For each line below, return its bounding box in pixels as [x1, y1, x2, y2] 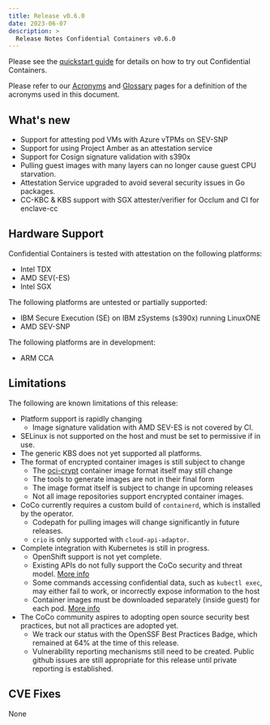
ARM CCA [19, 353, 54, 362]
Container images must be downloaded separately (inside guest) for [32, 594, 261, 604]
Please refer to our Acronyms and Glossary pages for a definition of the [8, 81, 247, 91]
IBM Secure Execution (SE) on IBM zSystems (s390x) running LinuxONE [19, 313, 261, 323]
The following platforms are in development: [8, 337, 156, 347]
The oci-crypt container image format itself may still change [32, 465, 234, 475]
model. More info [32, 568, 90, 578]
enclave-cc [19, 204, 58, 213]
